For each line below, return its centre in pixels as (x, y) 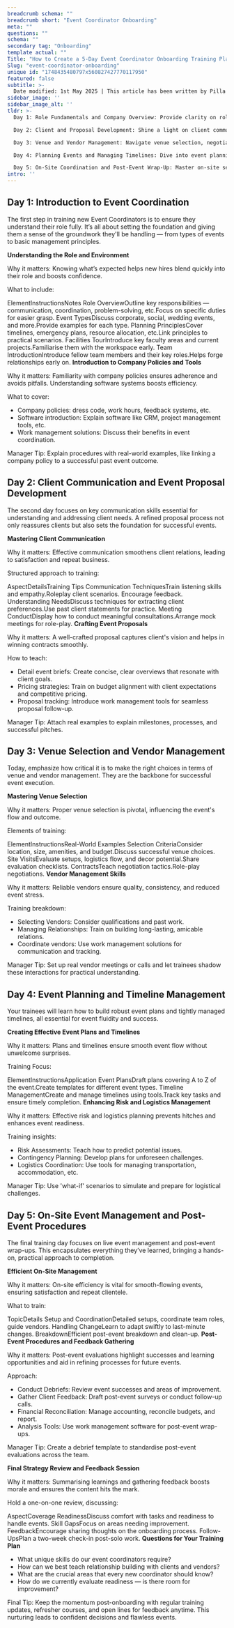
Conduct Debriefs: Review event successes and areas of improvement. (119, 1390)
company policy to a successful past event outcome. (83, 460)
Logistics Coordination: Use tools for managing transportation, (107, 1165)
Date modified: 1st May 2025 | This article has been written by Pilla (120, 91)
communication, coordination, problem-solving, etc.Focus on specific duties (117, 310)
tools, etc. (32, 425)
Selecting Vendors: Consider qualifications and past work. (101, 922)
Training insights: (32, 1136)
